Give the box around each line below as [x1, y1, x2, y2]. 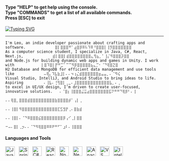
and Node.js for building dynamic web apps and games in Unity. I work [5, 58, 158, 63]
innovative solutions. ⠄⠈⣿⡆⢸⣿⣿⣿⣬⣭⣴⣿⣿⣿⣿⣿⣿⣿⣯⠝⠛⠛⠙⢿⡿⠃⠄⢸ [5, 89, 136, 94]
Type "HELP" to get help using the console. [5, 4, 98, 10]
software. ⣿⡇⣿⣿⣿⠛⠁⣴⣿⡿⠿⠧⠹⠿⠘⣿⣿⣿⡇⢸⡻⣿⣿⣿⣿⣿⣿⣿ [5, 45, 132, 50]
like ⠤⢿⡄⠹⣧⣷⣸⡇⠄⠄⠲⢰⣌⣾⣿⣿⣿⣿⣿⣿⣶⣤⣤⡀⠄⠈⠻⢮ [5, 71, 121, 77]
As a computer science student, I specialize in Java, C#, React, [5, 49, 147, 55]
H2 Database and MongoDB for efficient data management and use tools [5, 67, 156, 72]
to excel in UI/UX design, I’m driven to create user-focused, [5, 85, 141, 90]
